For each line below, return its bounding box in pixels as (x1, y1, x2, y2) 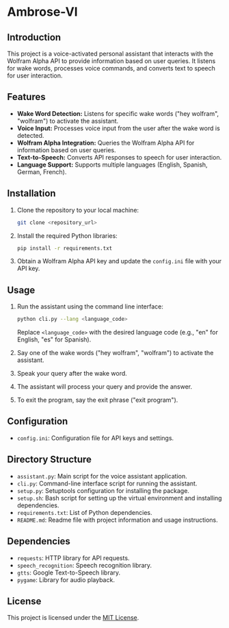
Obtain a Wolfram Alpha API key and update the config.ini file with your (16, 257, 222, 265)
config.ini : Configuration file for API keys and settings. (16, 433, 174, 442)
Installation (7, 188, 56, 200)
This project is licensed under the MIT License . (7, 614, 139, 622)
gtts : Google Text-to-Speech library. (16, 568, 121, 577)
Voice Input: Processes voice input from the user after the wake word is (16, 124, 220, 132)
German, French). (16, 167, 67, 176)
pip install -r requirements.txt (16, 245, 113, 252)
